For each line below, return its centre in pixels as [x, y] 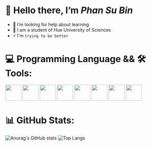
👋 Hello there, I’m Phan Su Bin [69, 10]
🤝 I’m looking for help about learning [51, 24]
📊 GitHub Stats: [40, 120]
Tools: [19, 74]
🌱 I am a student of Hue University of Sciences [62, 30]
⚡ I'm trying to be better [41, 36]
